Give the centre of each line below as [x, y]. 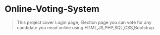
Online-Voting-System [52, 9]
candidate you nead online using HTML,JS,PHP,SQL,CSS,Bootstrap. [86, 27]
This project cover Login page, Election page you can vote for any [84, 22]
